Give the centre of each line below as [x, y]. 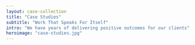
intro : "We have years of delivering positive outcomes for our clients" [98, 28]
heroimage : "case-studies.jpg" [44, 33]
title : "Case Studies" [34, 17]
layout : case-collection [36, 11]
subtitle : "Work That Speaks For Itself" [57, 22]
